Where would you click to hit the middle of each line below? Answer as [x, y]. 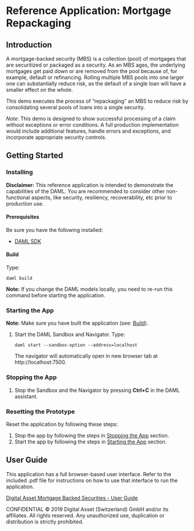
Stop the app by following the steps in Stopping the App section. [92, 435]
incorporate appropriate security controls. [56, 137]
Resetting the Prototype [40, 411]
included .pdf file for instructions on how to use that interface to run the [92, 480]
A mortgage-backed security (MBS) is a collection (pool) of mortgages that [96, 59]
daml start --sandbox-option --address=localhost [76, 345]
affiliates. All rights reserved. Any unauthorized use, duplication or [85, 515]
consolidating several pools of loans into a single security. [76, 107]
